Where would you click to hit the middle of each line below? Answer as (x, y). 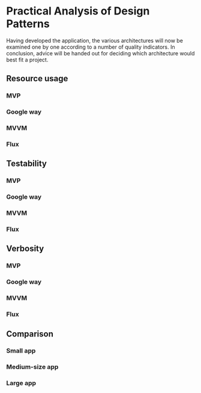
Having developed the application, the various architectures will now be (94, 40)
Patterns (28, 24)
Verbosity (25, 249)
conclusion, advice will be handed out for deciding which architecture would (100, 53)
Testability (26, 164)
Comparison (30, 334)
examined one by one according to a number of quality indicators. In (91, 47)
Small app (21, 351)
